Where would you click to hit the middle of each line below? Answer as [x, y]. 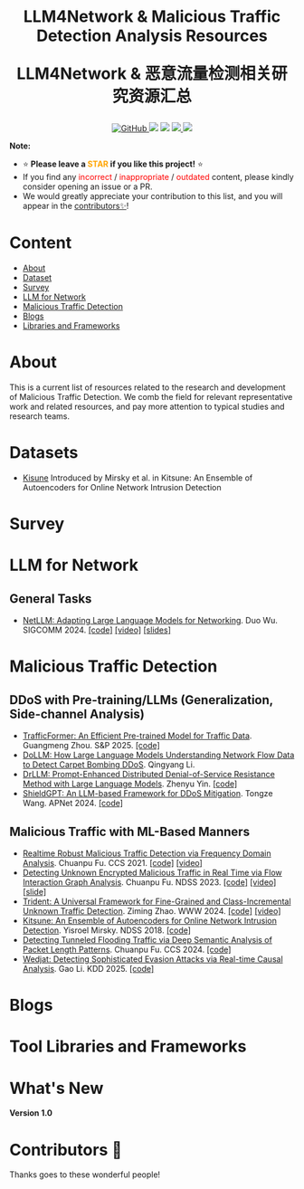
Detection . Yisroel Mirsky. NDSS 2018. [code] [107, 930]
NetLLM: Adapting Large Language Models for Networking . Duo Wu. [150, 621]
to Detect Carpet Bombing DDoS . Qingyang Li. [109, 765]
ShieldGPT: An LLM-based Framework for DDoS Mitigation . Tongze [147, 794]
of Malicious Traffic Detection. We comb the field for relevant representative [151, 397]
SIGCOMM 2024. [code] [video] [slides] [97, 630]
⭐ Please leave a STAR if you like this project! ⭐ [113, 164]
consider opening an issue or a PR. [87, 186]
